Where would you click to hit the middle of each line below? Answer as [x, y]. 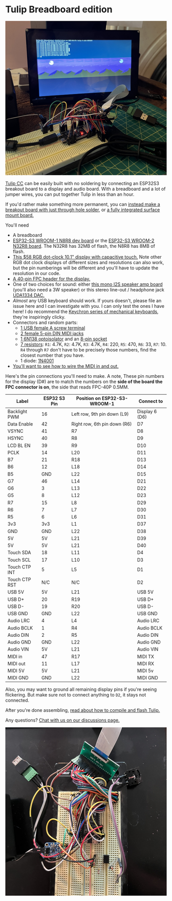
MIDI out [16, 664]
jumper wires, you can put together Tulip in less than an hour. [70, 194]
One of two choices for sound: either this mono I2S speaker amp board [88, 284]
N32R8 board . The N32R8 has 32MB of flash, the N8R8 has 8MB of [84, 246]
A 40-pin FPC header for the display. [51, 279]
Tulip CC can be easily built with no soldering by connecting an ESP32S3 [82, 183]
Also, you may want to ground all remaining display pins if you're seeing [81, 689]
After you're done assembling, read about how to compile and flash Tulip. [83, 710]
